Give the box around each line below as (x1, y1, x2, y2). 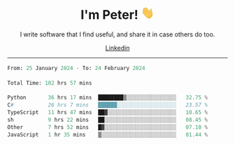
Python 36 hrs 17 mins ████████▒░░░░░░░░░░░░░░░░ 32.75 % (7, 94, 208, 102)
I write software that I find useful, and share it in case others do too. (20, 30, 215, 39)
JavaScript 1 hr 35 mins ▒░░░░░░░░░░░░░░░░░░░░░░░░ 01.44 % (7, 131, 208, 138)
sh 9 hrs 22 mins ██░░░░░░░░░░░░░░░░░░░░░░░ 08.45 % (7, 116, 208, 124)
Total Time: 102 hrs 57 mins (7, 79, 92, 86)
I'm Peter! (80, 7, 138, 23)
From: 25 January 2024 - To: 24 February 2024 (7, 64, 145, 71)
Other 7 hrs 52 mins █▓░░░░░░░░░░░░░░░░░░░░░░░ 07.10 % (7, 123, 208, 131)
